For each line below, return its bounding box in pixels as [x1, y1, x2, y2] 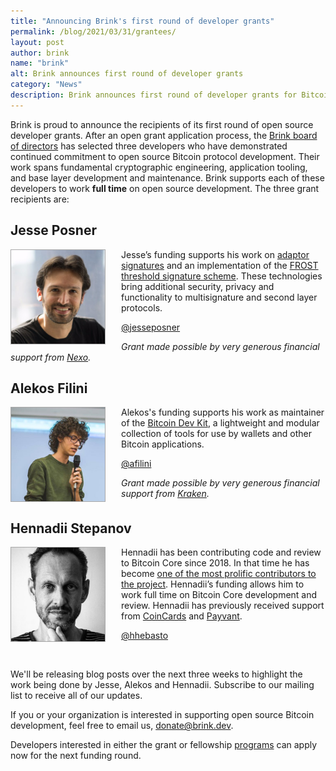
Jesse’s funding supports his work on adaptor [121, 248, 310, 260]
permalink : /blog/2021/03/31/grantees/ [10, 26, 177, 37]
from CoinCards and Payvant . [121, 610, 243, 622]
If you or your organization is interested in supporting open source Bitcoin [10, 709, 315, 721]
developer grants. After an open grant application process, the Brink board [10, 129, 318, 141]
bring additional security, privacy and [121, 280, 275, 292]
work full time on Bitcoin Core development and [121, 589, 318, 601]
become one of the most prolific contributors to [121, 568, 317, 580]
